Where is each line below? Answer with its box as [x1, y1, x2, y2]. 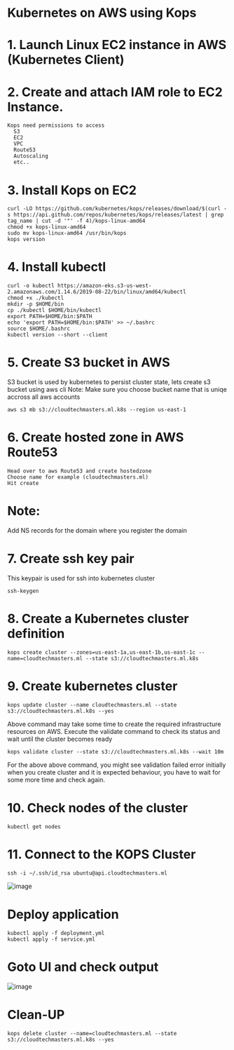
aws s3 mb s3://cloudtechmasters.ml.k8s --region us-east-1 [7, 407, 187, 414]
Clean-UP [7, 1007, 65, 1023]
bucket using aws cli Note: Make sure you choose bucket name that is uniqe [7, 386, 228, 394]
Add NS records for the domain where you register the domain [7, 526, 188, 534]
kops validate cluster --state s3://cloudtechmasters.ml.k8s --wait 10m [7, 748, 224, 755]
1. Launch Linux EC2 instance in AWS [7, 37, 227, 53]
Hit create [7, 480, 39, 487]
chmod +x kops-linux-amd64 [7, 224, 86, 231]
